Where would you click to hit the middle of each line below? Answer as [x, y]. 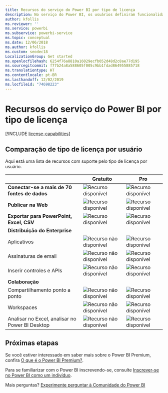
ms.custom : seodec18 [27, 52]
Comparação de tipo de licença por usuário [74, 149]
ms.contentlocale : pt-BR [31, 75]
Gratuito [102, 179]
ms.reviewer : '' [22, 24]
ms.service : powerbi [27, 29]
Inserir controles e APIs [35, 271]
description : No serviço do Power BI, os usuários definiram [70, 15]
